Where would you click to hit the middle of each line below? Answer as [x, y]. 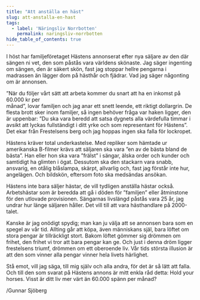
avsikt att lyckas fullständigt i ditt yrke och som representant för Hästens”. [97, 125]
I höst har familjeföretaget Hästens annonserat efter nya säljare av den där [98, 56]
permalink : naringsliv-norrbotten [60, 34]
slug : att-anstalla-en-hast [41, 17]
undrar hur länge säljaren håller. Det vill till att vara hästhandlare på [88, 205]
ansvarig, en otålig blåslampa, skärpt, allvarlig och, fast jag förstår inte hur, [98, 168]
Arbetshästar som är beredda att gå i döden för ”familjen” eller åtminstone [97, 192]
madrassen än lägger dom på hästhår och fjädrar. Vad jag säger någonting [98, 75]
